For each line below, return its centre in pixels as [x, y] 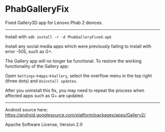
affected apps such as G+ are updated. [45, 95]
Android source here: [27, 109]
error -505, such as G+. [29, 51]
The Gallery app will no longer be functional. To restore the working [73, 61]
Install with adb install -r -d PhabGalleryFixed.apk [58, 37]
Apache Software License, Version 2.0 [44, 124]
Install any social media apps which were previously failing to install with [78, 46]
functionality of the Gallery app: [37, 66]
